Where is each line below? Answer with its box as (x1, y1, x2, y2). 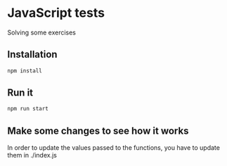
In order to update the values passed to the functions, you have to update (7, 143, 220, 152)
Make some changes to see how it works (7, 124, 189, 136)
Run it (7, 87, 34, 99)
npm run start (7, 106, 49, 113)
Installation (7, 49, 58, 60)
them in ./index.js (7, 151, 58, 160)
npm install (7, 67, 42, 75)
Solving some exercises (7, 28, 76, 37)
